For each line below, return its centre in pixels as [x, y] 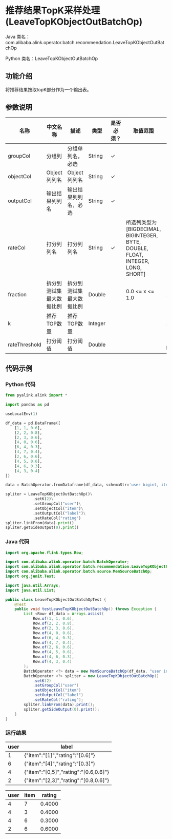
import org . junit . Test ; [31, 576]
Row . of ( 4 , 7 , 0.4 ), [53, 642]
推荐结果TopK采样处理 [53, 11]
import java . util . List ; [31, 590]
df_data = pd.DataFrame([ [33, 423]
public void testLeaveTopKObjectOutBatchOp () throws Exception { [86, 609]
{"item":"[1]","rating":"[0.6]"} [60, 755]
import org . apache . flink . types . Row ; [44, 552]
